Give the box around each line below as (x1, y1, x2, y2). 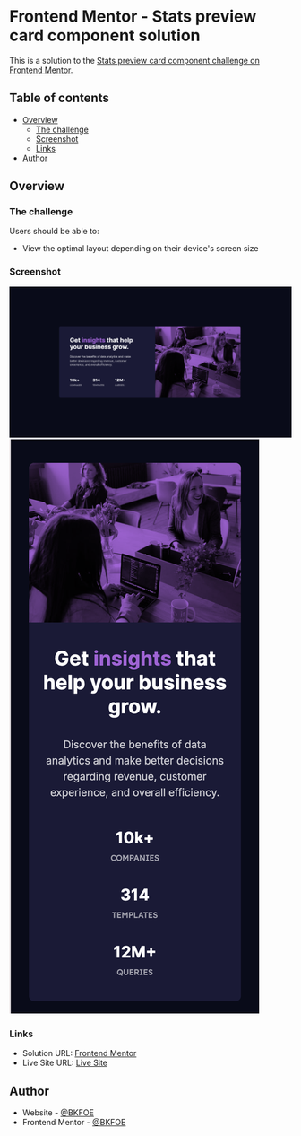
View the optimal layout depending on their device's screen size (21, 243, 259, 254)
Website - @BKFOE (21, 1107, 94, 1118)
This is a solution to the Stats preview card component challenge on (9, 55, 260, 66)
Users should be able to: (9, 226, 100, 237)
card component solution (9, 25, 201, 46)
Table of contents (9, 91, 109, 106)
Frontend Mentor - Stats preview (9, 6, 257, 27)
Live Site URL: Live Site (21, 1057, 108, 1069)
